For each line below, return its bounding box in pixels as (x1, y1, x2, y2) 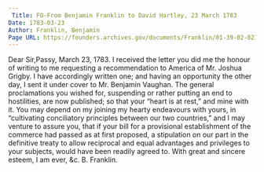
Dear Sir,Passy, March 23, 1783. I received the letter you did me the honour (8, 55, 251, 64)
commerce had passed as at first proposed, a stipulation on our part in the (8, 130, 249, 140)
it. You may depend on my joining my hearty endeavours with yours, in (8, 105, 236, 115)
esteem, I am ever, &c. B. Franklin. (8, 155, 118, 165)
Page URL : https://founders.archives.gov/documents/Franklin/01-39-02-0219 (8, 33, 262, 42)
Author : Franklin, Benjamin (8, 26, 101, 34)
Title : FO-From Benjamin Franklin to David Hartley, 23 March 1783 (11, 11, 237, 20)
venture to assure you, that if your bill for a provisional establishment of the (8, 122, 251, 131)
